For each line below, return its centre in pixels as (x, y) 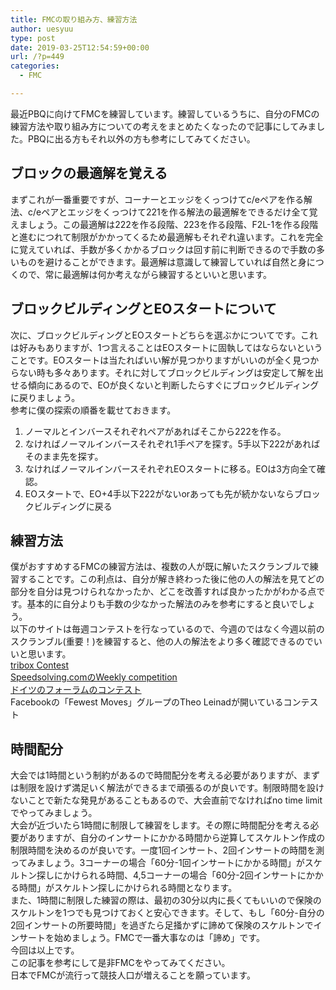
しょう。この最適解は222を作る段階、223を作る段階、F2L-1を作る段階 (173, 224)
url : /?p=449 (37, 57)
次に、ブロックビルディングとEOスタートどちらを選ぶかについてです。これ (164, 335)
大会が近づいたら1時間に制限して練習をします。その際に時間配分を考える (160, 825)
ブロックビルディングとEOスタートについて (143, 309)
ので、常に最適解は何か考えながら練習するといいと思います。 (145, 274)
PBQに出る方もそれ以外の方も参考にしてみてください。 (141, 138)
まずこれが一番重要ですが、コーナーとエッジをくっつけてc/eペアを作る (157, 199)
